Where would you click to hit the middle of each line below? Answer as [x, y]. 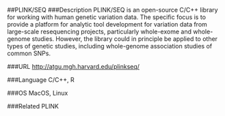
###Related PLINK [33, 106]
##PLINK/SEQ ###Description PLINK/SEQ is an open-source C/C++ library [112, 10]
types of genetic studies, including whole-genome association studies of [110, 46]
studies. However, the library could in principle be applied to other [124, 39]
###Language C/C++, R [41, 80]
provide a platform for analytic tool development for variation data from [107, 24]
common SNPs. [29, 53]
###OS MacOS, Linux [38, 93]
